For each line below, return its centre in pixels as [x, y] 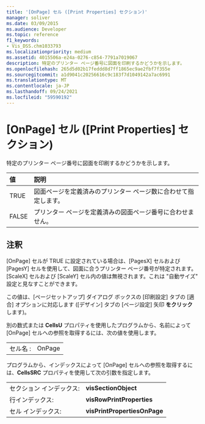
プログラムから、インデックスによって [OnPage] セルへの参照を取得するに [100, 365]
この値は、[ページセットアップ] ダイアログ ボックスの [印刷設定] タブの [96, 297]
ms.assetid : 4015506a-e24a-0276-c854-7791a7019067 [72, 58]
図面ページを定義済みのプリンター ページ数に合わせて [110, 192]
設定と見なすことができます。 [44, 284]
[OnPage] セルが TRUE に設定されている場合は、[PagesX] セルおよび [93, 261]
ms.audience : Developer [37, 29]
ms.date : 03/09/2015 [33, 23]
